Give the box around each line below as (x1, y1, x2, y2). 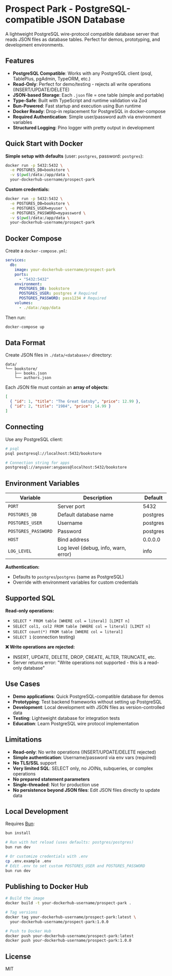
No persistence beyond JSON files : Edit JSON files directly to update (12, 787, 160, 793)
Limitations (5, 735, 42, 744)
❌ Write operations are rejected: (5, 644, 75, 650)
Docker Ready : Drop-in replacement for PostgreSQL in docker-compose (12, 108, 166, 114)
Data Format (5, 339, 46, 347)
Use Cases (5, 680, 40, 689)
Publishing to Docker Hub (5, 882, 89, 891)
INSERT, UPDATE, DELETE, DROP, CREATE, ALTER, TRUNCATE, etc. (12, 654, 156, 660)
